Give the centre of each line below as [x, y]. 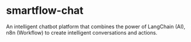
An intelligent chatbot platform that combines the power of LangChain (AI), [96, 26]
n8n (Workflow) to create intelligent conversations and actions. [82, 32]
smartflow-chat [45, 11]
